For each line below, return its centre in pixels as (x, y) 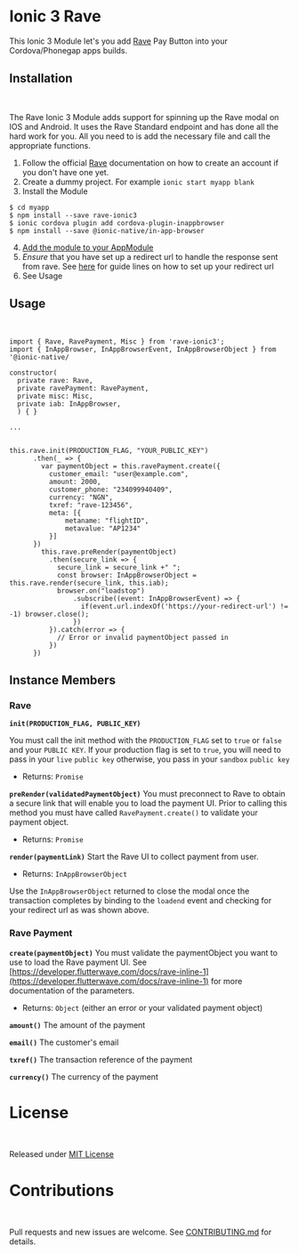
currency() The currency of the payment (84, 1076)
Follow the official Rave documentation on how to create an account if (150, 163)
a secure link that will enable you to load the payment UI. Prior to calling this (148, 804)
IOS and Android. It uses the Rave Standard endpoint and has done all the (144, 126)
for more (226, 981)
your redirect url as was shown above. (79, 910)
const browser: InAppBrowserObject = (127, 575)
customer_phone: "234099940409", (111, 489)
